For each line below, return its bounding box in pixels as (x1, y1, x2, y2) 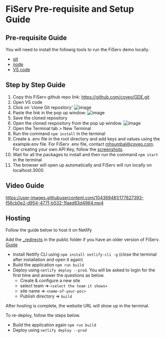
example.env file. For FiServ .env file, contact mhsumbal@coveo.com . (12, 141, 154, 147)
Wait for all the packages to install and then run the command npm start (12, 151, 159, 157)
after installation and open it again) (12, 257, 83, 263)
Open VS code (12, 99, 43, 105)
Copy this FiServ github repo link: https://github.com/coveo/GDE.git (12, 94, 150, 100)
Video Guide (5, 181, 45, 190)
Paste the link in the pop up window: (12, 109, 86, 115)
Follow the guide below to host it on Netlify (5, 227, 92, 233)
